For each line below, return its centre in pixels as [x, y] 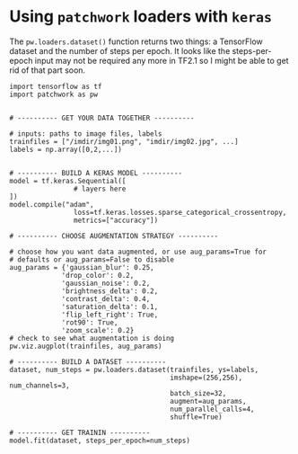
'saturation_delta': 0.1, [110, 307]
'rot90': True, [90, 322]
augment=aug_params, [208, 401]
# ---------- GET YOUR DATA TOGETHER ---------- [102, 118]
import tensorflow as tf [56, 86]
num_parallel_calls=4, [212, 409]
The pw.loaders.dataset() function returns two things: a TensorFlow [136, 41]
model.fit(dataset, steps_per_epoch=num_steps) [100, 441]
